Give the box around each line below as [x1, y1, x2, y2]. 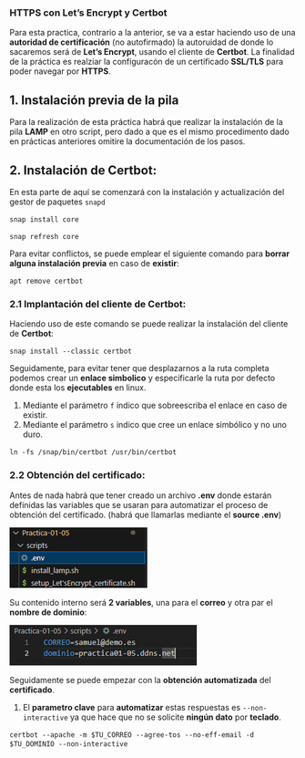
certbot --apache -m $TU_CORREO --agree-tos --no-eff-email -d [9, 730, 255, 740]
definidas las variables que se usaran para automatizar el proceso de [9, 499, 269, 510]
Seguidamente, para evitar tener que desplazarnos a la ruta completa [9, 363, 270, 374]
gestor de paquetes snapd [9, 196, 107, 207]
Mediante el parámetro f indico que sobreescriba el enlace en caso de [22, 400, 288, 411]
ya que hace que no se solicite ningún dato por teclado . [69, 711, 282, 722]
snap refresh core [9, 232, 79, 241]
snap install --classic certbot [9, 347, 132, 357]
